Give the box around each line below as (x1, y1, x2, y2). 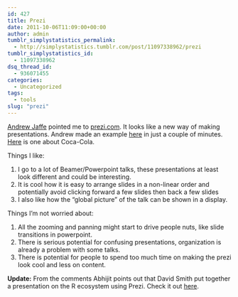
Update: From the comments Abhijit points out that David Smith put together (7, 274, 231, 283)
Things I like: (7, 151, 45, 160)
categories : (7, 76, 43, 84)
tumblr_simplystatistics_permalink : (7, 37, 116, 44)
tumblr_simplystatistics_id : (7, 50, 94, 58)
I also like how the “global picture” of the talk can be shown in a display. (17, 195, 228, 203)
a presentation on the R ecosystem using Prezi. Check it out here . (7, 281, 199, 290)
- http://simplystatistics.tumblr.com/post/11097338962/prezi (13, 43, 202, 50)
